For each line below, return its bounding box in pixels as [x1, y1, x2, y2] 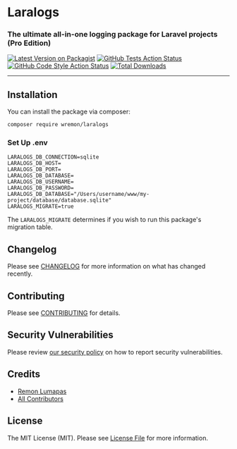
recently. [7, 269, 33, 278]
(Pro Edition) [7, 38, 51, 48]
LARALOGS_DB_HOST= [7, 160, 61, 167]
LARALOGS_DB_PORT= [7, 166, 61, 173]
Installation [7, 89, 58, 101]
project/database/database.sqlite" [7, 197, 112, 204]
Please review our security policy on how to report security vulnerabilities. [7, 347, 223, 356]
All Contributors [17, 394, 63, 402]
